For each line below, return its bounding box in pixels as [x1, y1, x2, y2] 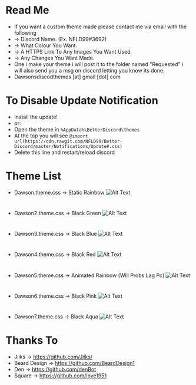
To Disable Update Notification [5, 94, 158, 107]
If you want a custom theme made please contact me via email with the [14, 23, 187, 30]
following [14, 29, 36, 36]
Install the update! [14, 113, 58, 120]
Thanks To [5, 334, 58, 347]
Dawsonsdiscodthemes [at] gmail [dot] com [14, 73, 121, 80]
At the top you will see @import [14, 132, 88, 139]
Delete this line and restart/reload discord [14, 149, 115, 156]
